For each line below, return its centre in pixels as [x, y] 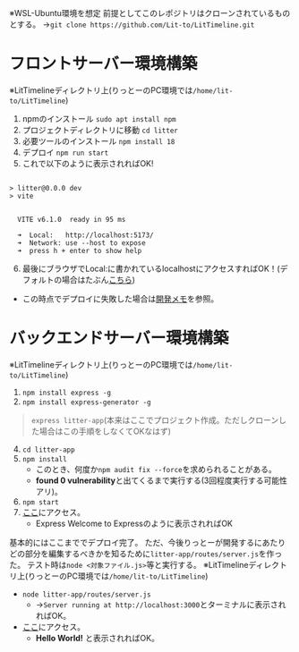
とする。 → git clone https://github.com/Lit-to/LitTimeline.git [132, 24]
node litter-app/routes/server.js [86, 594]
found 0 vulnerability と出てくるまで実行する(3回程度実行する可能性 [162, 480]
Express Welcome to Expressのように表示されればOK [134, 523]
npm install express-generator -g [86, 402]
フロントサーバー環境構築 [103, 64]
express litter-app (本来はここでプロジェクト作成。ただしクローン [155, 419]
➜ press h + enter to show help [80, 250]
